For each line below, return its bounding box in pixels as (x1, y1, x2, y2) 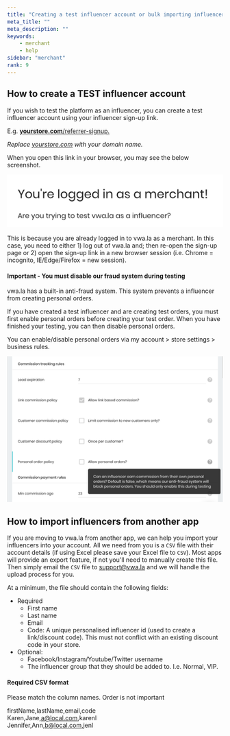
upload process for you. (7, 570, 75, 579)
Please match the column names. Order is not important (7, 693, 165, 702)
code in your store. (27, 641, 81, 649)
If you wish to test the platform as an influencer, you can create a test (7, 106, 203, 115)
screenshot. (7, 161, 41, 169)
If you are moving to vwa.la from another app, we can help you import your (7, 534, 218, 542)
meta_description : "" (7, 25, 69, 32)
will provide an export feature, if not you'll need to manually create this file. (7, 556, 218, 564)
